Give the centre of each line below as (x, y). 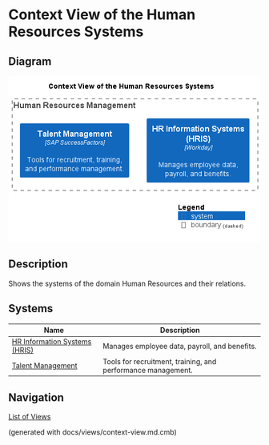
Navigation (36, 397)
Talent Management (44, 366)
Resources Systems (76, 32)
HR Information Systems (52, 342)
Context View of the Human (102, 15)
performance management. (148, 370)
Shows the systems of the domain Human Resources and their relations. (127, 283)
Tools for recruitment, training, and (160, 361)
